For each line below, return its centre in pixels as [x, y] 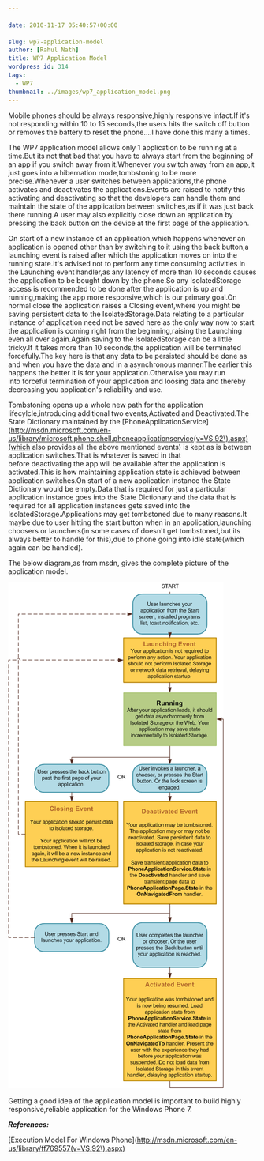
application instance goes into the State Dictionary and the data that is [122, 497]
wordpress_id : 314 [38, 67]
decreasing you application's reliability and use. [86, 389]
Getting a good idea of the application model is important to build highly [125, 1101]
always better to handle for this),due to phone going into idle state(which [126, 539]
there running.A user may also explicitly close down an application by [121, 214]
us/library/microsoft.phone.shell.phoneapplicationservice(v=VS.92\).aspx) [128, 438]
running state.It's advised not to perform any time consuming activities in [127, 263]
